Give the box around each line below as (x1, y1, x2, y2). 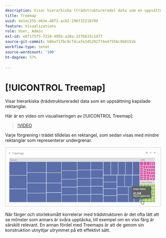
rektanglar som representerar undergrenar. (5, 137, 92, 143)
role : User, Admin (5, 29, 43, 34)
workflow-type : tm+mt (5, 44, 50, 49)
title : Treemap (5, 13, 37, 18)
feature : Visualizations (5, 24, 56, 29)
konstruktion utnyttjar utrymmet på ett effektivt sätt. (5, 227, 111, 233)
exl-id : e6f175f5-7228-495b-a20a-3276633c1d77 (5, 34, 103, 39)
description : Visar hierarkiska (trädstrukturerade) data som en (5, 8, 142, 13)
